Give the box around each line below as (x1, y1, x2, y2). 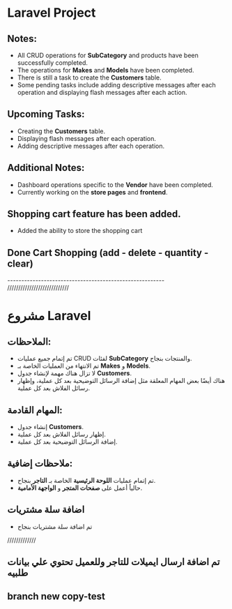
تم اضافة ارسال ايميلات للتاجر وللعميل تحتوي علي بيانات (7, 556, 220, 568)
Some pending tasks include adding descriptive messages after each (17, 81, 216, 89)
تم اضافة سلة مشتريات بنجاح (17, 522, 93, 531)
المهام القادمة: (7, 404, 63, 416)
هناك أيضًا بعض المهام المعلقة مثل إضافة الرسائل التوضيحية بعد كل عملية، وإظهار (17, 377, 225, 385)
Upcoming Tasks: (7, 108, 85, 120)
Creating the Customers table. (17, 127, 106, 135)
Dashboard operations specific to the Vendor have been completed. (17, 180, 214, 189)
